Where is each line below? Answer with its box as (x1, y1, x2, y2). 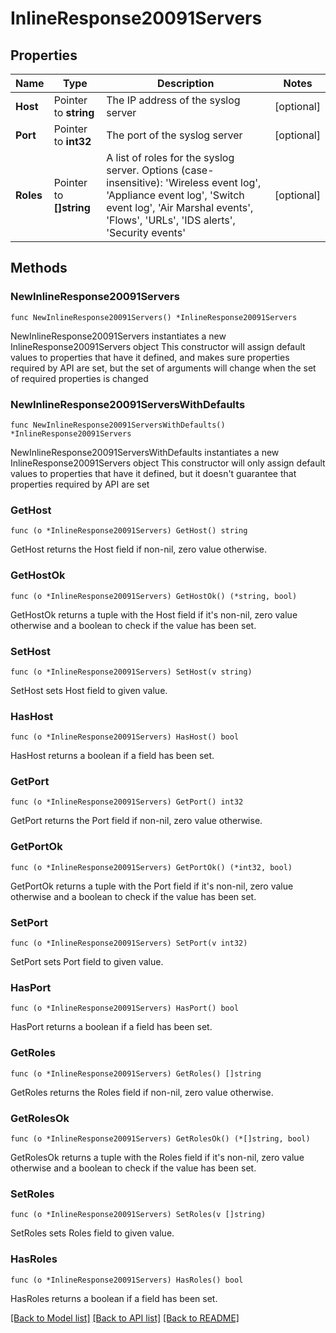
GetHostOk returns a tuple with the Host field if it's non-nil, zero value (10, 608, 298, 621)
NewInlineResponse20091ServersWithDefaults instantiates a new (10, 446, 280, 458)
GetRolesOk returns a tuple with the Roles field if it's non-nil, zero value (10, 1151, 305, 1163)
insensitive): (106, 176, 163, 189)
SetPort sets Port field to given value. (10, 956, 164, 968)
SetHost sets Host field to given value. (10, 684, 168, 696)
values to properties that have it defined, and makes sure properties (10, 351, 290, 363)
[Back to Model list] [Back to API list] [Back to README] (10, 1312, 240, 1324)
